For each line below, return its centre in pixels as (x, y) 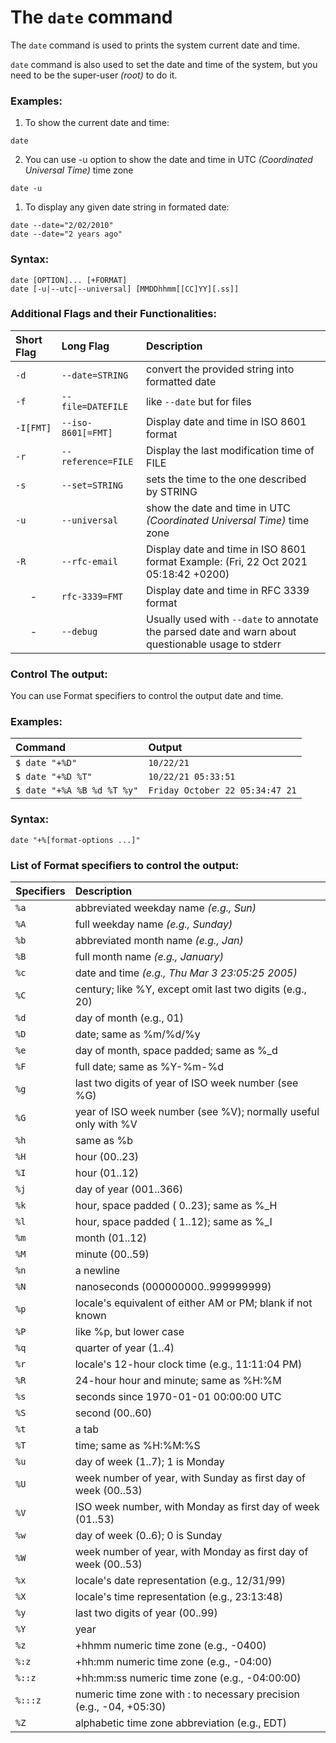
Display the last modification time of (230, 450)
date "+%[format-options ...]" (75, 840)
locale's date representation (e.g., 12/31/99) (180, 1581)
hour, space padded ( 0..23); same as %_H (176, 1206)
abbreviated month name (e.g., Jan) (159, 941)
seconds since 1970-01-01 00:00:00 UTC (178, 1397)
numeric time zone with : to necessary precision (187, 1694)
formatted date (181, 381)
